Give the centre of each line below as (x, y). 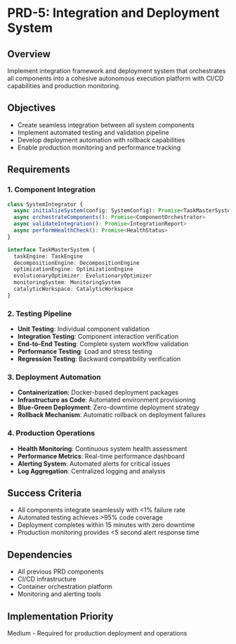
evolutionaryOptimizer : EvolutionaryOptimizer (83, 276)
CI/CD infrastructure (47, 579)
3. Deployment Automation (54, 377)
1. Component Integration (52, 190)
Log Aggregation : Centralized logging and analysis (91, 471)
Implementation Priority (60, 616)
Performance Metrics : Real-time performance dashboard (101, 456)
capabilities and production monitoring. (64, 86)
